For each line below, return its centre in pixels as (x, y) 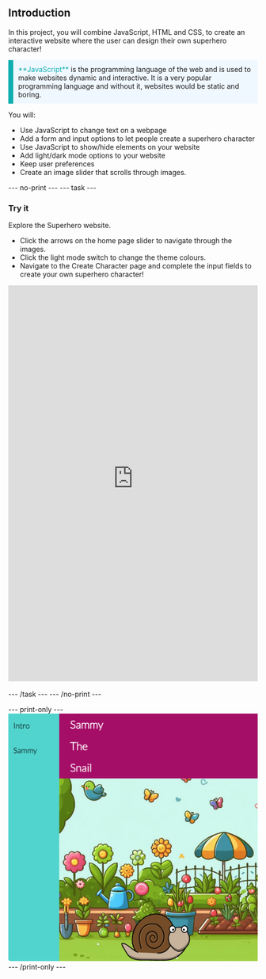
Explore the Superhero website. (60, 226)
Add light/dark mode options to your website (93, 155)
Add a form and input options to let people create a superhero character (137, 139)
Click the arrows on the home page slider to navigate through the (126, 241)
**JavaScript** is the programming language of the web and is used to (135, 69)
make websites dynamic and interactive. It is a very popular (115, 78)
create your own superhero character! (82, 274)
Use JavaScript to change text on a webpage (93, 130)
